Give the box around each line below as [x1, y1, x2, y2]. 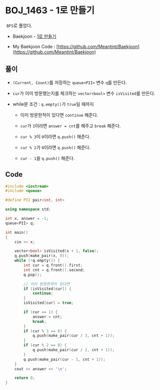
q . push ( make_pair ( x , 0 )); [14, 253, 70, 259]
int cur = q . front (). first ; [23, 263, 83, 268]
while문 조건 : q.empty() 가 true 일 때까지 [12, 101, 94, 107]
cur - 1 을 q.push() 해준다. [20, 155, 75, 161]
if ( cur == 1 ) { [23, 310, 58, 315]
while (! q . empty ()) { [14, 258, 60, 263]
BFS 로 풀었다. [6, 22, 33, 29]
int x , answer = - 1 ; [5, 216, 49, 221]
